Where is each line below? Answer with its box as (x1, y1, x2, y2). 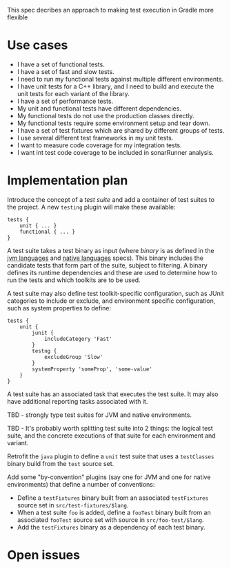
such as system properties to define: (7, 304, 112, 312)
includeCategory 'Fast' (43, 335, 112, 342)
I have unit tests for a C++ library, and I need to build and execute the (17, 82, 214, 91)
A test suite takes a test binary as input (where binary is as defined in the (7, 246, 215, 254)
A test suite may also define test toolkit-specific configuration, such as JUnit (7, 289, 224, 297)
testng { (32, 347, 57, 355)
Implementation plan (7, 173, 128, 189)
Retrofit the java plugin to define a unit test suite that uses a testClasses (7, 452, 214, 460)
